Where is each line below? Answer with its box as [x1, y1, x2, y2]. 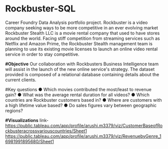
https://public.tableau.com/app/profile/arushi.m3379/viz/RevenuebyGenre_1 [5, 133, 161, 139]
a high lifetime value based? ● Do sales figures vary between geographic [5, 102, 157, 108]
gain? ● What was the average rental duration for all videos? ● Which [5, 92, 150, 98]
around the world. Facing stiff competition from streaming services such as [5, 35, 160, 41]
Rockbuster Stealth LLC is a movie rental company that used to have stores [5, 30, 160, 36]
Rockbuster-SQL [5, 3, 76, 14]
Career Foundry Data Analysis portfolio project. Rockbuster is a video [5, 19, 148, 25]
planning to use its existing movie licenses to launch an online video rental [5, 46, 158, 52]
